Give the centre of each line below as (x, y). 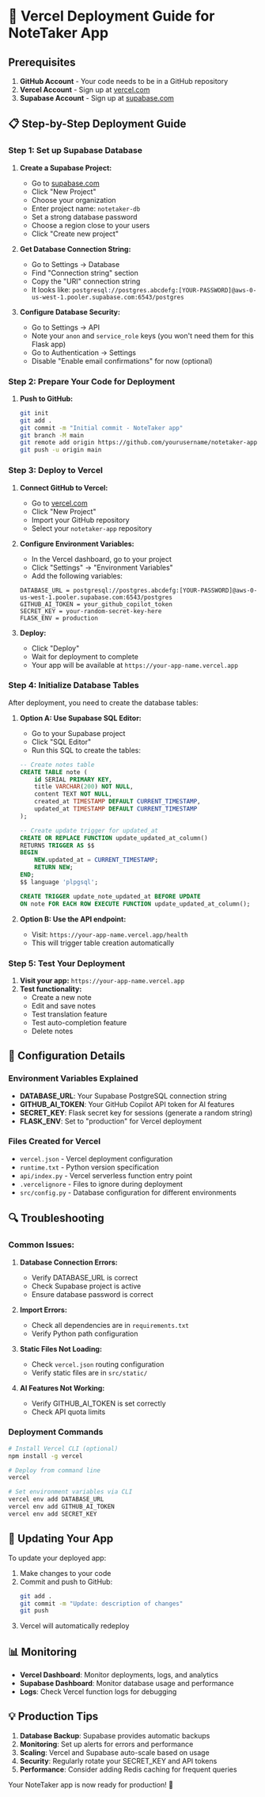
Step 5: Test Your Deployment (67, 963)
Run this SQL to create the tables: (86, 750)
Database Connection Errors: (68, 1262)
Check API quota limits (68, 1412)
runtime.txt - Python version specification (89, 1167)
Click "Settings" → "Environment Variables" (102, 567)
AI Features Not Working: (62, 1388)
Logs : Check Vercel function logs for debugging (98, 1692)
